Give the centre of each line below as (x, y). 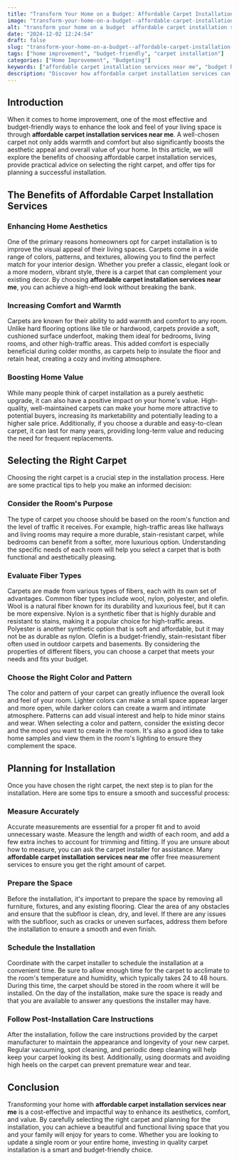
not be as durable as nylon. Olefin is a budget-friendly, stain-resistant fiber (117, 636)
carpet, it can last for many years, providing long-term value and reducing (116, 431)
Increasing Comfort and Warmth (64, 305)
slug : (15, 47)
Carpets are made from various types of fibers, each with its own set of (112, 591)
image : (17, 21)
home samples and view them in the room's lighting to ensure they (105, 738)
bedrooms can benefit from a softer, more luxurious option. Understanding (117, 542)
